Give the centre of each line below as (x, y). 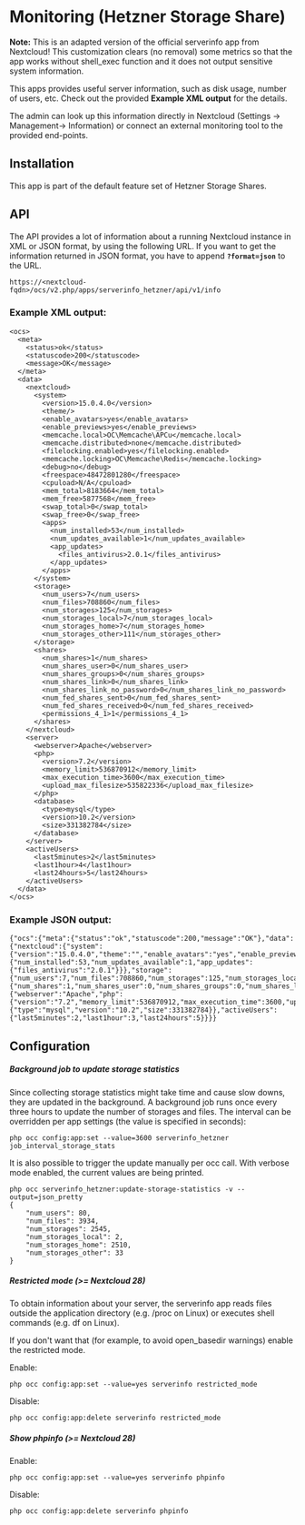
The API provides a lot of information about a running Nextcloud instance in (151, 236)
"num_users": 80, (59, 1213)
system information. (47, 71)
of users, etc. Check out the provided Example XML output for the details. (148, 98)
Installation (42, 164)
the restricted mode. (48, 1350)
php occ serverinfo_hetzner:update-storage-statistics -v (121, 1189)
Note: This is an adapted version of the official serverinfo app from (134, 42)
